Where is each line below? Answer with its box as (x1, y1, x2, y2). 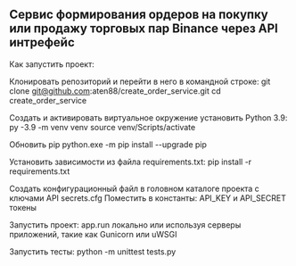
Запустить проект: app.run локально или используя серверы (9, 219, 242, 230)
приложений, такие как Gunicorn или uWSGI (9, 229, 177, 239)
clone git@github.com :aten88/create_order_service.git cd (9, 85, 221, 96)
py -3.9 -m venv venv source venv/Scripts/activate (9, 121, 196, 132)
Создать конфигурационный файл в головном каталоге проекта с (9, 183, 260, 194)
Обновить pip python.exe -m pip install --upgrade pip (9, 138, 208, 150)
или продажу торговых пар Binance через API (9, 21, 279, 37)
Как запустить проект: (9, 58, 95, 70)
